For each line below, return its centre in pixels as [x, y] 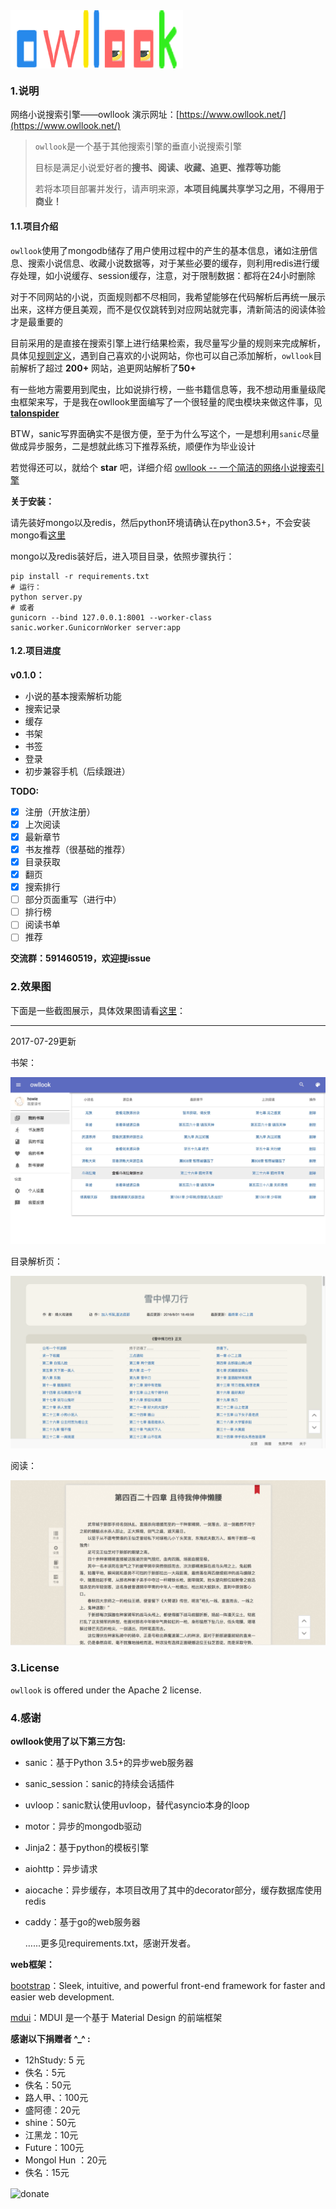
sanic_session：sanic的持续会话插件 [99, 1783]
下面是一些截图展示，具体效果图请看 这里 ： [98, 1010]
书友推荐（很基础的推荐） [77, 849]
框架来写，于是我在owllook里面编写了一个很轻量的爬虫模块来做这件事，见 [170, 401]
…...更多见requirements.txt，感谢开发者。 [110, 1943]
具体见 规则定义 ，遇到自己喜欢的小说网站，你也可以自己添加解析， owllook [162, 355]
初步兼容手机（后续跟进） [77, 771]
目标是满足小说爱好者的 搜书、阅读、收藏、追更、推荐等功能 [157, 168]
